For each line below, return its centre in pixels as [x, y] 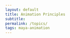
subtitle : [15, 19]
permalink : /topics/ [27, 23]
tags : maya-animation [28, 28]
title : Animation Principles [35, 14]
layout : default [22, 10]
